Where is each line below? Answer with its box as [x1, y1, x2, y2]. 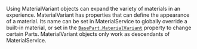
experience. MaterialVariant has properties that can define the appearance [6, 11, 190, 19]
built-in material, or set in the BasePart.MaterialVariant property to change [6, 24, 192, 31]
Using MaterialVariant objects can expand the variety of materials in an [6, 5, 181, 12]
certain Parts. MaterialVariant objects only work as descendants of [6, 30, 170, 38]
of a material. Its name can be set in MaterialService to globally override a [6, 18, 188, 24]
